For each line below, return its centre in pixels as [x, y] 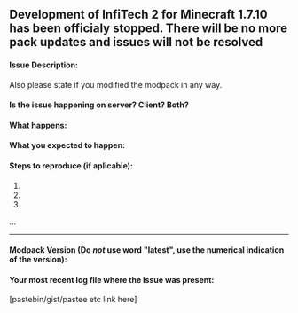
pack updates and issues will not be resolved [136, 42]
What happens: [38, 125]
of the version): [39, 260]
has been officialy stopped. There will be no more [149, 29]
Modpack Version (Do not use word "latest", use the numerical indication [147, 250]
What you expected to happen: [67, 145]
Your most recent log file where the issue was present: [112, 279]
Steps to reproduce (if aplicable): [71, 165]
